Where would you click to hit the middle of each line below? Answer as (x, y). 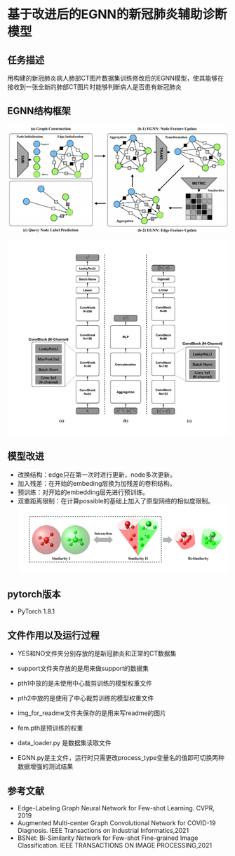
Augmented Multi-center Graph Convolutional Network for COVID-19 (116, 823)
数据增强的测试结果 (45, 767)
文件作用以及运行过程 (53, 635)
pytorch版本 (34, 594)
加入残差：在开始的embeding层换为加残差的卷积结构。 (96, 483)
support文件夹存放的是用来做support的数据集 (83, 668)
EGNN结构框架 (39, 111)
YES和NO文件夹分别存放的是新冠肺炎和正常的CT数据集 (97, 653)
